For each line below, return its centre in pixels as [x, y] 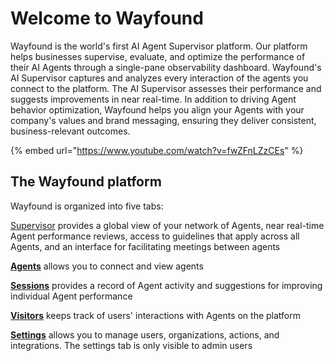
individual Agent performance [71, 296]
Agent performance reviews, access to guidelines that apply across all [155, 236]
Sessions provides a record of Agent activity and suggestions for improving [166, 285]
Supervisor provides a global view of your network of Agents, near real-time [167, 225]
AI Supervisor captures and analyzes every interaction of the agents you [159, 78]
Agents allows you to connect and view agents [107, 266]
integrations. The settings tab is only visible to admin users [131, 345]
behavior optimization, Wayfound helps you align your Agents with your [157, 109]
